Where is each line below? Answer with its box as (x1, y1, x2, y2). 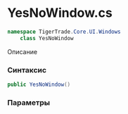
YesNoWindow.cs (7, 5, 113, 21)
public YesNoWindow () (7, 81, 71, 88)
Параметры (7, 97, 51, 107)
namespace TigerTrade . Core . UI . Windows (7, 28, 121, 35)
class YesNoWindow (20, 34, 74, 42)
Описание (7, 47, 37, 56)
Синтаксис (7, 65, 47, 75)
